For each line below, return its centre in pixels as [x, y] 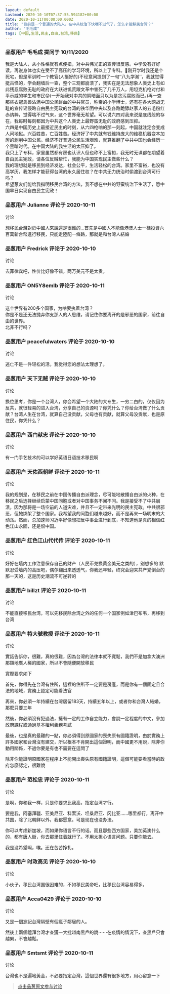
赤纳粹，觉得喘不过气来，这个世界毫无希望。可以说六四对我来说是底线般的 [83, 115]
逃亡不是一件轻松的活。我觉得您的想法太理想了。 [56, 364]
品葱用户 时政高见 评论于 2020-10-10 [51, 862]
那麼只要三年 [18, 708]
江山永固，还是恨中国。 [34, 526]
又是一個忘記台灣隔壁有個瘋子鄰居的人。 [47, 922]
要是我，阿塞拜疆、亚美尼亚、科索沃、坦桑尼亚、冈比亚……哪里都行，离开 [82, 813]
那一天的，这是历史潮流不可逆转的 [41, 576]
